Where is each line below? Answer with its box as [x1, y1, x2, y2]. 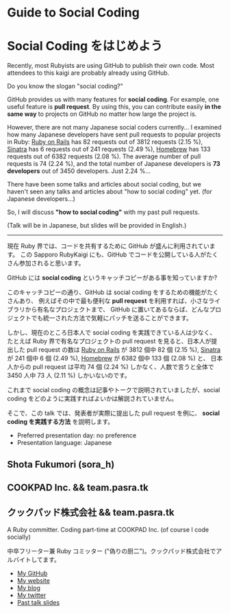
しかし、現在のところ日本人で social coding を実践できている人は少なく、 [7, 328, 216, 337]
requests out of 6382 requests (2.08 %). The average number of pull [7, 152, 201, 160]
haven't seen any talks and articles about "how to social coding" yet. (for [7, 187, 212, 196]
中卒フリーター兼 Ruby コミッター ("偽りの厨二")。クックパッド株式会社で [7, 546, 216, 555]
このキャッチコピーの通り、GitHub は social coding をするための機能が [7, 288, 207, 296]
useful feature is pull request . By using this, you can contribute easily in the [7, 103, 221, 111]
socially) [7, 533, 31, 541]
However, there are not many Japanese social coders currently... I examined [7, 123, 222, 132]
